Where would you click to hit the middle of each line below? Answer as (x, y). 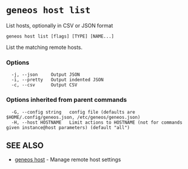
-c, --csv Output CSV (44, 85)
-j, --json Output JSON (46, 75)
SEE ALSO (25, 145)
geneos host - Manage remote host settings (68, 160)
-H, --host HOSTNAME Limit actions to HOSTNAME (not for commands (97, 122)
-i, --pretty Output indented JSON (58, 80)
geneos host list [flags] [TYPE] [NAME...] (60, 36)
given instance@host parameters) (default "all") (68, 127)
